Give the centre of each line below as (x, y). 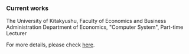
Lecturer (17, 33)
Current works (27, 8)
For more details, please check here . (50, 45)
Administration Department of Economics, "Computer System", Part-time (95, 27)
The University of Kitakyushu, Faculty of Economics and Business (86, 21)
